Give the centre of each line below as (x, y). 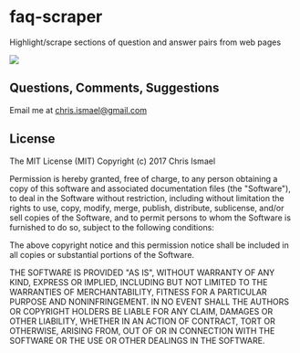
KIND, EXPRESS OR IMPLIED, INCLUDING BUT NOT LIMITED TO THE (139, 282)
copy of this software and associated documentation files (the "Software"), (150, 188)
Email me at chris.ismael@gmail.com (78, 110)
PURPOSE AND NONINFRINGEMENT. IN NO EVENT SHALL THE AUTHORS (150, 301)
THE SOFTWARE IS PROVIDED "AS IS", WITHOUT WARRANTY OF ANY (142, 273)
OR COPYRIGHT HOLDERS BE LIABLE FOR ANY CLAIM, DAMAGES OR (141, 311)
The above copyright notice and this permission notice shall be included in (149, 245)
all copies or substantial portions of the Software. (102, 254)
